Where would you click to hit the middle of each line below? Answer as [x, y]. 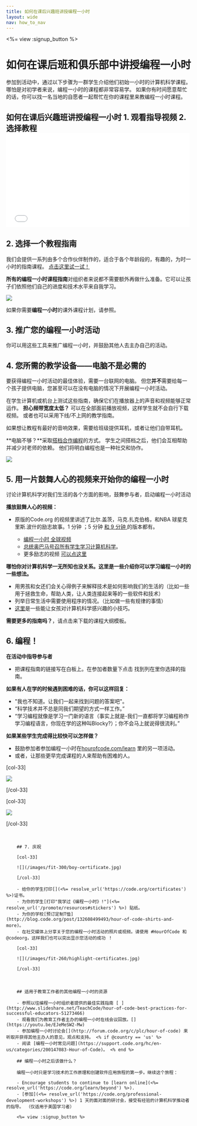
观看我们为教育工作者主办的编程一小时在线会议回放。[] [79, 1020]
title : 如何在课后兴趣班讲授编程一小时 [48, 11]
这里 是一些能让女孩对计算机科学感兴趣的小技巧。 [74, 608]
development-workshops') [36, 1100]
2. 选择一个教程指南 [42, 244]
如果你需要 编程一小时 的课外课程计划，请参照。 [62, 310]
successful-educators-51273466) [45, 1013]
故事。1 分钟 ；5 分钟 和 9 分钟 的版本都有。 [105, 526]
